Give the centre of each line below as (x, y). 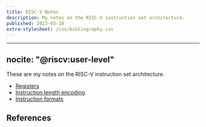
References (29, 118)
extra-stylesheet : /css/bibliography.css (60, 29)
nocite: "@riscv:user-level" (60, 60)
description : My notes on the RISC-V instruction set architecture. (96, 18)
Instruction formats (39, 99)
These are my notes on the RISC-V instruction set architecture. (86, 74)
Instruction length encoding (50, 93)
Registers (27, 86)
